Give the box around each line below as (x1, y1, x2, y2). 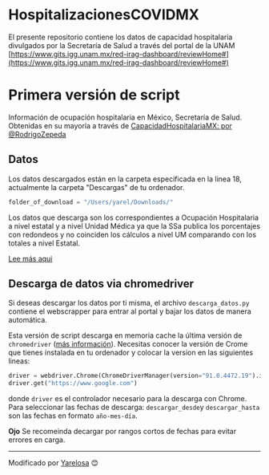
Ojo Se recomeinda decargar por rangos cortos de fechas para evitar (8, 427, 237, 436)
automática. (8, 315, 48, 325)
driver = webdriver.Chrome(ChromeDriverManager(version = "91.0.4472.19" (8, 371, 252, 380)
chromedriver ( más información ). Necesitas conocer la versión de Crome (8, 339, 248, 349)
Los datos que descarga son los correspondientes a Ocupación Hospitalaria (8, 213, 259, 222)
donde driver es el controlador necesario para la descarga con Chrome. (8, 394, 247, 404)
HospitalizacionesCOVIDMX (8, 6, 200, 24)
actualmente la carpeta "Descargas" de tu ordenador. (8, 182, 185, 192)
